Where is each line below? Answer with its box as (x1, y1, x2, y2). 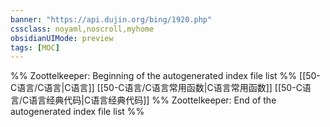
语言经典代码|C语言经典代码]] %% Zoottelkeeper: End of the (28, 94, 277, 106)
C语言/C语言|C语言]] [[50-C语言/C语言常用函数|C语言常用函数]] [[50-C (10, 82, 303, 94)
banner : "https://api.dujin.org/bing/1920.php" (10, 14, 213, 25)
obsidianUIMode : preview (10, 33, 114, 43)
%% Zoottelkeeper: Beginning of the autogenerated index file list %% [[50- (10, 70, 321, 82)
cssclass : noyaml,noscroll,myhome (10, 24, 155, 34)
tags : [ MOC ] (10, 42, 60, 53)
